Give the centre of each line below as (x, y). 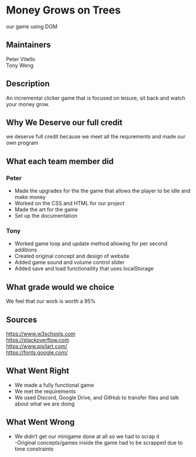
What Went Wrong (40, 422)
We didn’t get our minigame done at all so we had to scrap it (87, 436)
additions (26, 250)
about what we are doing (44, 404)
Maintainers (29, 45)
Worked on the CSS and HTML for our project (69, 204)
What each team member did (60, 161)
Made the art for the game (46, 209)
